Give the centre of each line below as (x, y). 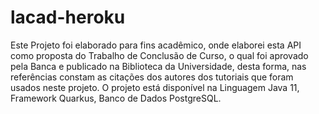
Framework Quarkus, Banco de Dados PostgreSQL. (116, 98)
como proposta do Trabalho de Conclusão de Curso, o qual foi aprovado (159, 55)
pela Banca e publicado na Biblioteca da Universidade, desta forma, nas (158, 66)
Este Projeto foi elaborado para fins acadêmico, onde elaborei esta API (156, 45)
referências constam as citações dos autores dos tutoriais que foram (152, 77)
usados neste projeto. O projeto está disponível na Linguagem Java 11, (155, 87)
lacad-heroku (68, 17)
